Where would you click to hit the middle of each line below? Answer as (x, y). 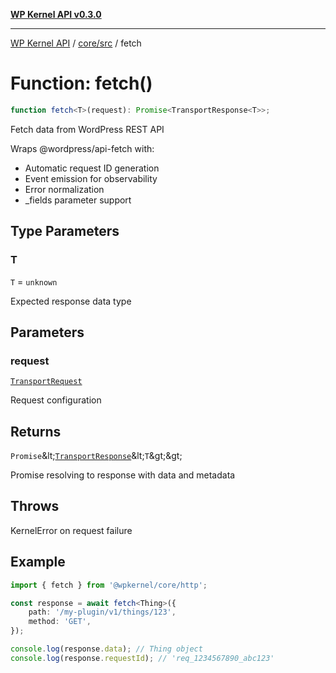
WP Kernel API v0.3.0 (56, 14)
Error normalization (64, 189)
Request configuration (56, 400)
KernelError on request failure (71, 530)
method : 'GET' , (60, 622)
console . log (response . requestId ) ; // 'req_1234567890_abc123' (142, 658)
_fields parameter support (78, 200)
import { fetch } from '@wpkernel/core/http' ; (109, 585)
